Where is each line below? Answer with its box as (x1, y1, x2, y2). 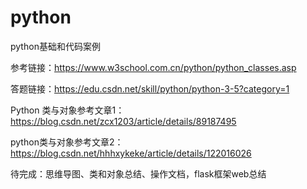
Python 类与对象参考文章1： (10, 104, 125, 116)
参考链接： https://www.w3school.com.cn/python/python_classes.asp (10, 61, 297, 73)
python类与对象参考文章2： (10, 136, 124, 148)
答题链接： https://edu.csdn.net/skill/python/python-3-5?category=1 (10, 82, 290, 95)
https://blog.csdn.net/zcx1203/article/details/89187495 (10, 115, 237, 127)
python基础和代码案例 (10, 40, 101, 52)
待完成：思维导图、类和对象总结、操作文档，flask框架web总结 (10, 167, 267, 180)
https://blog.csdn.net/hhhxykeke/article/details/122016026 (10, 147, 252, 159)
